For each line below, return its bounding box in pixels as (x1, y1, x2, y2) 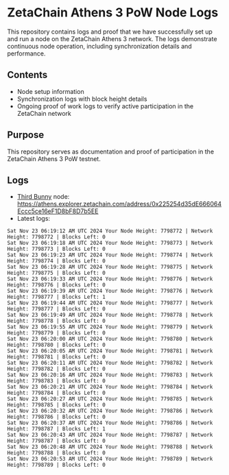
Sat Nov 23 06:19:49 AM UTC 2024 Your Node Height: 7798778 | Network (7, 312, 213, 319)
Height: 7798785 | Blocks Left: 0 (7, 402, 106, 409)
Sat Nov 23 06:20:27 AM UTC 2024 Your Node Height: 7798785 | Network (7, 395, 213, 402)
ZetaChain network (16, 109, 72, 117)
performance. (7, 49, 46, 58)
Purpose (7, 129, 45, 141)
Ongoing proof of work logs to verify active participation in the (16, 101, 194, 110)
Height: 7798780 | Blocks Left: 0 (7, 341, 106, 349)
